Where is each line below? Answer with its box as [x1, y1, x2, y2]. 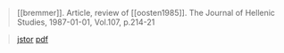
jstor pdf [16, 34, 48, 44]
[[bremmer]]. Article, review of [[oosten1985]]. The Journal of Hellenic [16, 8, 276, 18]
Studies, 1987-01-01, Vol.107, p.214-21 [16, 17, 155, 27]
